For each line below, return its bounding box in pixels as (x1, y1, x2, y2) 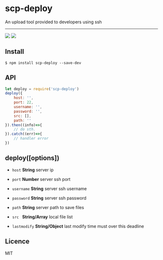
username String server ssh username (12, 185, 87, 192)
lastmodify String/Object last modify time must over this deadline (12, 223, 144, 229)
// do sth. (14, 127, 36, 132)
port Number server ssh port (12, 176, 71, 182)
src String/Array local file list (12, 214, 73, 220)
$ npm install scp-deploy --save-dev (5, 60, 81, 65)
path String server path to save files (12, 204, 84, 210)
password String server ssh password (12, 195, 86, 201)
